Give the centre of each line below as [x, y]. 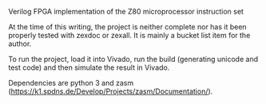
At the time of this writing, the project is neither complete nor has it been [127, 27]
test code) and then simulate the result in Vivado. [89, 67]
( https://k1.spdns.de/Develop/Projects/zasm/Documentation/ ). [111, 91]
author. [20, 44]
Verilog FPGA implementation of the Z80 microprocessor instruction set [126, 12]
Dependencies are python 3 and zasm [71, 83]
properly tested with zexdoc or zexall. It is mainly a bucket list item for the [129, 35]
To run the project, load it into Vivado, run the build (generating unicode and [133, 59]
